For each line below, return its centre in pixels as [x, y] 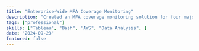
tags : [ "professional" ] [36, 22]
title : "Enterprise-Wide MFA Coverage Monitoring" [70, 11]
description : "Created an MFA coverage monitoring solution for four [94, 17]
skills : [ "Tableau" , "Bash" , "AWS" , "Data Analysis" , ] [76, 28]
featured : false [26, 39]
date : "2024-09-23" [30, 33]
